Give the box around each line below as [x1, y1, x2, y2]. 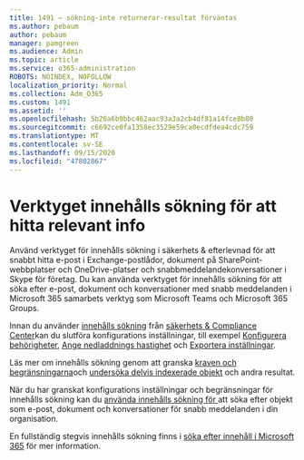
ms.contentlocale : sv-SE [9, 140, 103, 149]
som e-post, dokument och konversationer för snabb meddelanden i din [9, 404, 279, 415]
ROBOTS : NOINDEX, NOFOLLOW [9, 73, 112, 82]
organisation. [9, 414, 59, 425]
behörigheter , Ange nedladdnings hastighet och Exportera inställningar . [9, 339, 277, 350]
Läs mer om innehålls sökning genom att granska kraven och [9, 357, 238, 368]
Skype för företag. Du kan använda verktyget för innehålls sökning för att [9, 274, 282, 285]
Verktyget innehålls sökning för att [9, 196, 277, 216]
